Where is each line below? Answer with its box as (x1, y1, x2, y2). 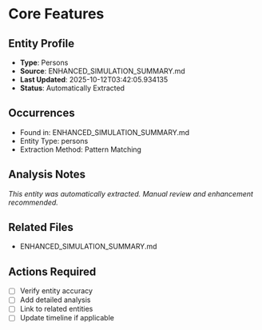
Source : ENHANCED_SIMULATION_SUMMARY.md (19, 66, 185, 76)
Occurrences (8, 106, 75, 120)
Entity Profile (8, 37, 74, 50)
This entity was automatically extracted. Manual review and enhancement (8, 189, 254, 198)
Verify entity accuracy (19, 286, 93, 296)
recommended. (8, 197, 58, 207)
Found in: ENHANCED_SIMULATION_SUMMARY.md (19, 127, 190, 137)
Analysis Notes (8, 168, 86, 181)
